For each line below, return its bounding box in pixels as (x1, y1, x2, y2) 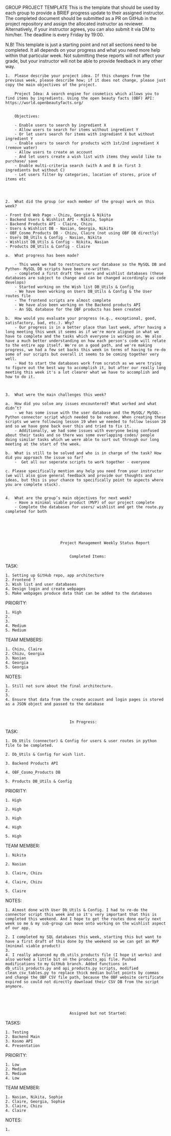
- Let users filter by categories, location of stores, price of (14, 172, 157, 177)
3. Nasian (5, 656, 27, 661)
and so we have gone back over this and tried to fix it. (5, 423, 132, 429)
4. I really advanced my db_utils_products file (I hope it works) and (5, 952, 161, 957)
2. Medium (5, 1067, 27, 1072)
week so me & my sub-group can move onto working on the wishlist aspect (5, 921, 166, 926)
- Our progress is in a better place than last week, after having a (14, 325, 166, 330)
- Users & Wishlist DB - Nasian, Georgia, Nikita (5, 226, 114, 231)
